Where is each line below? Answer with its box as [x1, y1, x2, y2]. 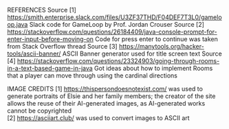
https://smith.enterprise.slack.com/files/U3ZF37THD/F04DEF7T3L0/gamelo [7, 13, 222, 21]
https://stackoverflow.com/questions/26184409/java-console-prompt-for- [7, 27, 218, 36]
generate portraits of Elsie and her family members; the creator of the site [7, 92, 216, 100]
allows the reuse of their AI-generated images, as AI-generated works [7, 99, 206, 107]
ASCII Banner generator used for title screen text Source [62, 49, 222, 58]
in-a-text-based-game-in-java [7, 64, 93, 72]
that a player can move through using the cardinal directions [7, 71, 177, 80]
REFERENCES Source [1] [7, 6, 77, 14]
